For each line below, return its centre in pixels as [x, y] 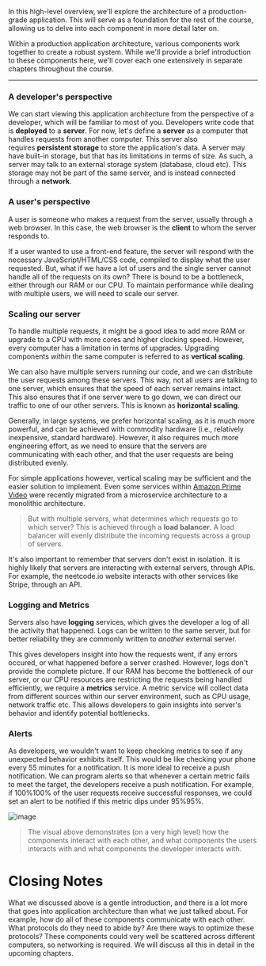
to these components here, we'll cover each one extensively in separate [125, 60]
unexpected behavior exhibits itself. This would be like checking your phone [132, 759]
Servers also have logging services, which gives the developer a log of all [129, 622]
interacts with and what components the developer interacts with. [135, 849]
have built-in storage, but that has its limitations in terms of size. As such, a [131, 156]
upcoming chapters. [41, 953]
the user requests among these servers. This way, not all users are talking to [133, 380]
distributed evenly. [38, 462]
